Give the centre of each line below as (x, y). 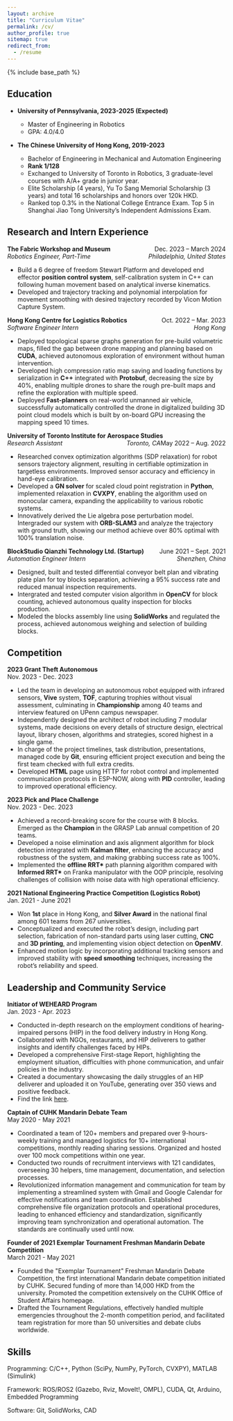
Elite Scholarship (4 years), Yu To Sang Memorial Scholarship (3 (119, 188)
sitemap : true (28, 40)
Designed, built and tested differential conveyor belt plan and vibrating (118, 572)
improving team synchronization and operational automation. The (111, 1222)
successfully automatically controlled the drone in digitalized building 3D (121, 407)
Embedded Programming (43, 1397)
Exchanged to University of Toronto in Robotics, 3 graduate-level (120, 173)
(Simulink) (21, 1376)
